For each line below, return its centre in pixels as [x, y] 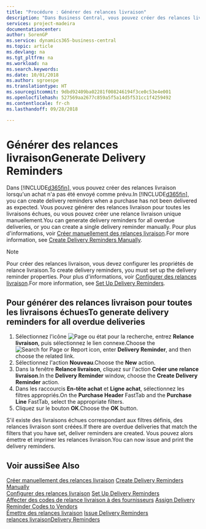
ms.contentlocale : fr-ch [38, 103]
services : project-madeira [41, 23]
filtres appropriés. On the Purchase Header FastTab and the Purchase [103, 395]
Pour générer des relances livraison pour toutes [99, 302]
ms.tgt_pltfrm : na [30, 58]
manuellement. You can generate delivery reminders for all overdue [90, 220]
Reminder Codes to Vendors [42, 506]
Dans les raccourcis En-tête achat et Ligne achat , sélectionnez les [100, 389]
